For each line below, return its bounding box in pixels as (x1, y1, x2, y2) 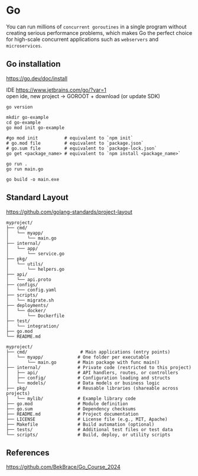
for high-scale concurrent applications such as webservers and (6, 35, 158, 43)
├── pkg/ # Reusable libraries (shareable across (6, 385, 178, 391)
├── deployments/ (6, 302, 49, 308)
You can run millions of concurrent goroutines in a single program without (6, 23, 187, 30)
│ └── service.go (6, 251, 65, 257)
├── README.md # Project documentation (6, 411, 139, 417)
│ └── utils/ (6, 261, 44, 267)
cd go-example (6, 119, 41, 125)
